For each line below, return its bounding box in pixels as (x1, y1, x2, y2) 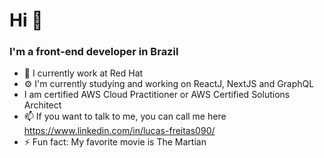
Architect (23, 99, 62, 111)
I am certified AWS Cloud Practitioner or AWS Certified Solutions (23, 89, 291, 101)
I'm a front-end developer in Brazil (9, 45, 179, 59)
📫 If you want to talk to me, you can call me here (23, 110, 227, 123)
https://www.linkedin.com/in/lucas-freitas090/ (23, 125, 216, 137)
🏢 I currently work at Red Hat (23, 67, 144, 79)
